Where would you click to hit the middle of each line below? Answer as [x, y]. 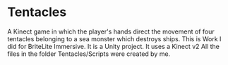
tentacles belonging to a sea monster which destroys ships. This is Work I [114, 38]
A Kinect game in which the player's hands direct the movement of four [111, 31]
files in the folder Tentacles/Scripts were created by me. [89, 54]
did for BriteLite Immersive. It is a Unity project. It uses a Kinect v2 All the [114, 46]
